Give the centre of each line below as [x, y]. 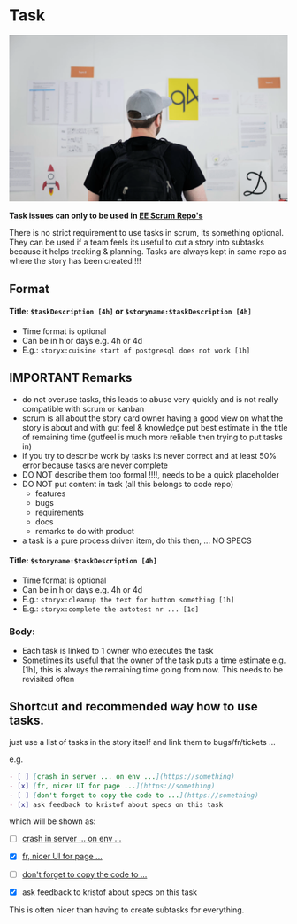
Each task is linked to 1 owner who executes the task [118, 651]
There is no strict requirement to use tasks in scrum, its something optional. [147, 233]
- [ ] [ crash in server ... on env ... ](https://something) [122, 776]
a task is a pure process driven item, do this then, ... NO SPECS [137, 540]
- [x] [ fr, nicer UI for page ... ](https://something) [112, 786]
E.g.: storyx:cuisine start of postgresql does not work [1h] [136, 350]
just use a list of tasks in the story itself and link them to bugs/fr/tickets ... [142, 742]
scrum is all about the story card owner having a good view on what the [152, 418]
